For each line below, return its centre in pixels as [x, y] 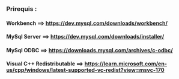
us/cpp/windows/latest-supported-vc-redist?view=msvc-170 [85, 70]
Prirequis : [22, 9]
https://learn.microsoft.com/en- [126, 64]
